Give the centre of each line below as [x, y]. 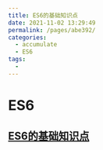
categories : [27, 37]
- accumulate [36, 45]
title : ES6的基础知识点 [43, 15]
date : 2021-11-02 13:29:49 [52, 23]
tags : [17, 60]
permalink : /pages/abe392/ [52, 30]
